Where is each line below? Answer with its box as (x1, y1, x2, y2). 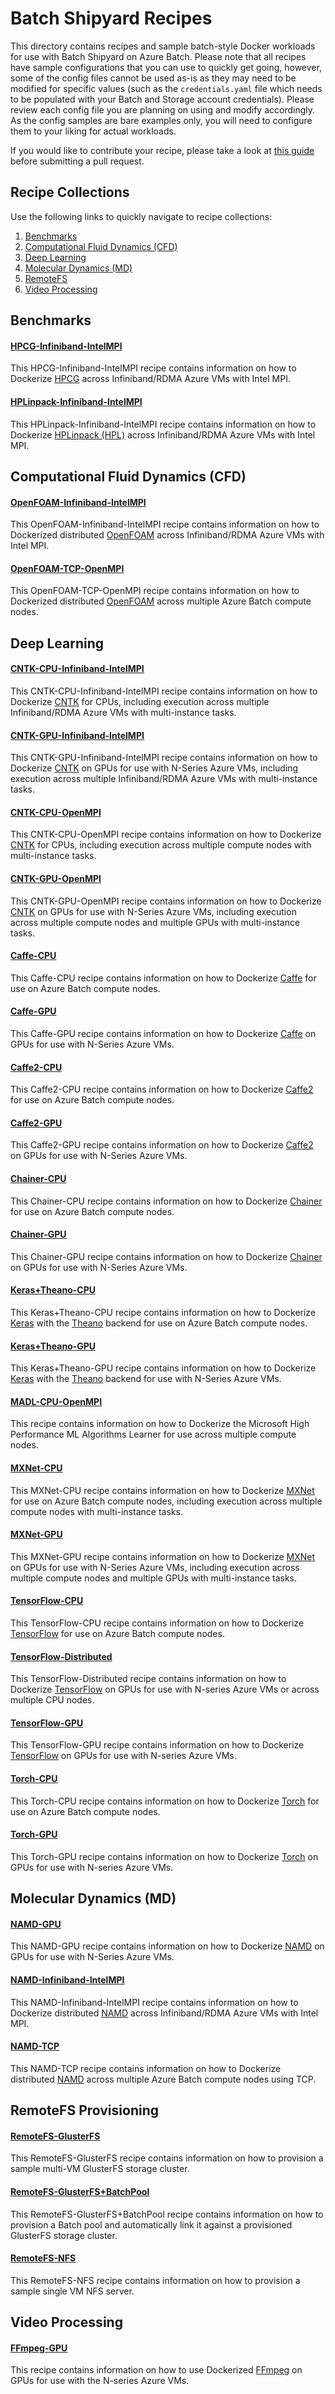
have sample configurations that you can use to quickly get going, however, (10, 61, 322, 73)
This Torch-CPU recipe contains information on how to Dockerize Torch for (10, 1795, 320, 1807)
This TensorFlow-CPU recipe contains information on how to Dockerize (10, 1617, 305, 1629)
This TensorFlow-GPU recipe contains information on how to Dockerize (10, 1739, 305, 1751)
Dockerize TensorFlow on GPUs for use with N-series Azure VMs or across (10, 1683, 320, 1696)
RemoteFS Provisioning (10, 2102, 159, 2119)
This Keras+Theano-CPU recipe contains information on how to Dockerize (10, 1306, 317, 1318)
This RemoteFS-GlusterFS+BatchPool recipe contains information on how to (10, 2208, 324, 2220)
